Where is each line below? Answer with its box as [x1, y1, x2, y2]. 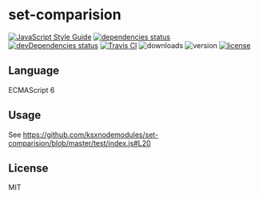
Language [8, 64, 60, 78]
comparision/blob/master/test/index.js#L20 [8, 138, 151, 147]
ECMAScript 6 [8, 85, 55, 95]
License [8, 161, 49, 175]
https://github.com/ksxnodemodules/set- [22, 130, 159, 139]
